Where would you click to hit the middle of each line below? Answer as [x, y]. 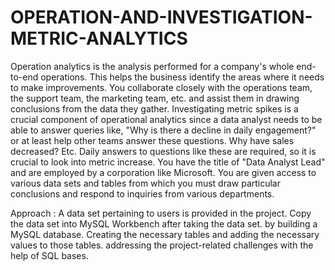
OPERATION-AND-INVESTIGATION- [161, 17]
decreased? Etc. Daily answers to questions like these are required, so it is [163, 151]
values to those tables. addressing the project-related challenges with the [162, 245]
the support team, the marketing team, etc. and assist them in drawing [155, 98]
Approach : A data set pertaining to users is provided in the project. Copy [161, 213]
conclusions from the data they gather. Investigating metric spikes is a [154, 108]
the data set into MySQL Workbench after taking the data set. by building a [164, 223]
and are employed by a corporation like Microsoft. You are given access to [163, 172]
